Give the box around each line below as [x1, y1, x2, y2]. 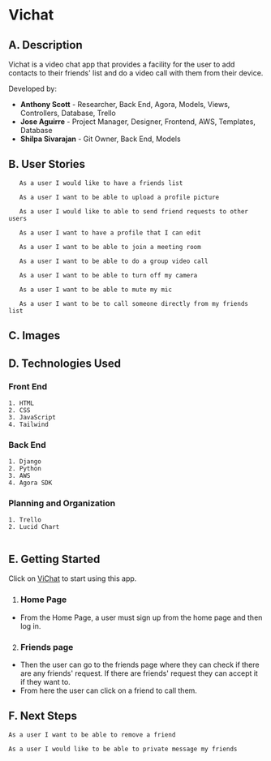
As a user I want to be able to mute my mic [19, 286, 173, 294]
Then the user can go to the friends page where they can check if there [19, 660, 260, 669]
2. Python [8, 465, 42, 473]
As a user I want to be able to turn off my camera [19, 271, 198, 279]
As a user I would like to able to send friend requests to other [19, 207, 249, 216]
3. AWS [8, 472, 31, 480]
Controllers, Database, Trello [19, 108, 116, 118]
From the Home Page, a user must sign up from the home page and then [19, 613, 263, 622]
